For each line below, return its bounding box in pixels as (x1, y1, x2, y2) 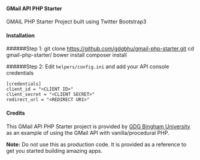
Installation (6, 32, 35, 39)
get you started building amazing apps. (6, 147, 103, 154)
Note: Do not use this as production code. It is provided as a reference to (6, 141, 187, 148)
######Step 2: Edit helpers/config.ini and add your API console (6, 63, 169, 70)
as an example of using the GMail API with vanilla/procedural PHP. (6, 129, 169, 136)
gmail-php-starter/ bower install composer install (6, 52, 127, 59)
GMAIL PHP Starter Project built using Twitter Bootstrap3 (6, 18, 147, 25)
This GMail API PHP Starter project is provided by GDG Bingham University (6, 123, 190, 130)
